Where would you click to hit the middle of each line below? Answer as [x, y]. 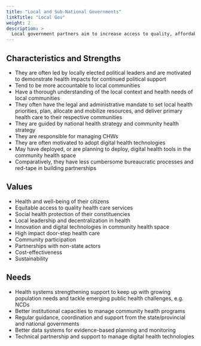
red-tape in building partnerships [56, 168]
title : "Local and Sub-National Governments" [64, 12]
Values [19, 187]
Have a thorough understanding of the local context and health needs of [104, 92]
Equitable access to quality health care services [74, 208]
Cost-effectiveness [39, 252]
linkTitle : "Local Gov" [36, 17]
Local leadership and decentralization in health [72, 220]
